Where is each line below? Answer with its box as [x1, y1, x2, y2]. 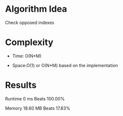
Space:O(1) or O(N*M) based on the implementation [12, 62, 118, 68]
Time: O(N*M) [12, 53, 42, 59]
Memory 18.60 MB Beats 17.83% [5, 105, 70, 111]
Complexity [5, 37, 54, 48]
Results [5, 80, 37, 91]
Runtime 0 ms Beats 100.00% [5, 95, 65, 101]
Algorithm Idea [5, 3, 67, 15]
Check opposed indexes [5, 20, 55, 25]
